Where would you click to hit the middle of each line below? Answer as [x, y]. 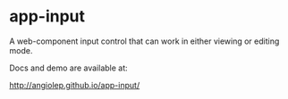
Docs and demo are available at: [68, 68]
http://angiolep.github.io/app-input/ [75, 85]
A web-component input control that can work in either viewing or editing [144, 41]
